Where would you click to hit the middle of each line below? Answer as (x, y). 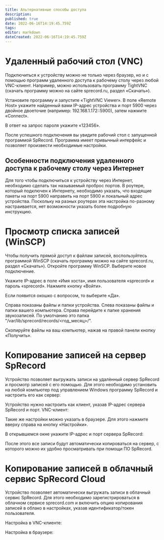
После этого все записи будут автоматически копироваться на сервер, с (82, 443)
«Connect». (17, 115)
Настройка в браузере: (29, 532)
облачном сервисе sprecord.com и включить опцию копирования (74, 503)
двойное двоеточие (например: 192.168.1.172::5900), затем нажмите (76, 111)
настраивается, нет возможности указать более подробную (69, 206)
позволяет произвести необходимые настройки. (56, 145)
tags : (11, 28)
